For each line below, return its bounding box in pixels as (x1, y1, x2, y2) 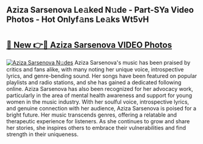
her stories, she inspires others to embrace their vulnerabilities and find (6, 124, 186, 131)
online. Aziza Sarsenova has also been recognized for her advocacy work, (6, 85, 194, 92)
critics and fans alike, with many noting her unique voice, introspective (6, 66, 184, 73)
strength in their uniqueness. (6, 131, 79, 138)
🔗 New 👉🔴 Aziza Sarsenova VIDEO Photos (6, 40, 172, 50)
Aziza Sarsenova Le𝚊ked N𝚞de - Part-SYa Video (6, 5, 194, 15)
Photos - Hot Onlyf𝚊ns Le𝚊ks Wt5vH (6, 15, 149, 25)
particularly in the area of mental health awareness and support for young (6, 92, 193, 99)
